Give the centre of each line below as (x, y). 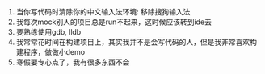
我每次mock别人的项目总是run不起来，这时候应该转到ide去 (114, 22)
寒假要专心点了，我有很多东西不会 (73, 62)
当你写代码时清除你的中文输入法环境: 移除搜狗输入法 (103, 12)
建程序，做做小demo (50, 52)
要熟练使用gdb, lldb (48, 32)
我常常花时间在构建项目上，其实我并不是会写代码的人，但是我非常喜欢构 (136, 42)
